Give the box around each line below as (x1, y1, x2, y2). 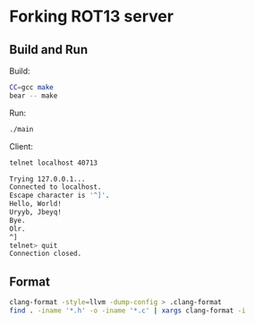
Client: (9, 141, 34, 151)
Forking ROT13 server (9, 6, 174, 27)
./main (9, 124, 34, 133)
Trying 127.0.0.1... (9, 175, 87, 183)
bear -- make (9, 91, 58, 100)
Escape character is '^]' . (9, 191, 110, 200)
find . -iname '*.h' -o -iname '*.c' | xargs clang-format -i (9, 306, 246, 315)
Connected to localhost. (9, 183, 102, 192)
